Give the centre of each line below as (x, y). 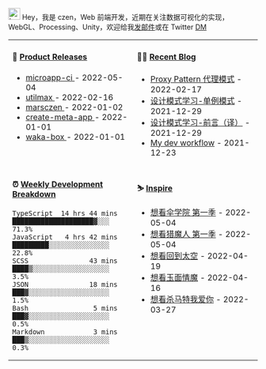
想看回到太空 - (178, 256)
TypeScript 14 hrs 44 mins (65, 214)
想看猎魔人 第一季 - (187, 235)
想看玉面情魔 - (178, 278)
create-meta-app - (63, 117)
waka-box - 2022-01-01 (75, 137)
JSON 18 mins (65, 285)
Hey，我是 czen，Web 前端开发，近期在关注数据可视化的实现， (125, 17)
